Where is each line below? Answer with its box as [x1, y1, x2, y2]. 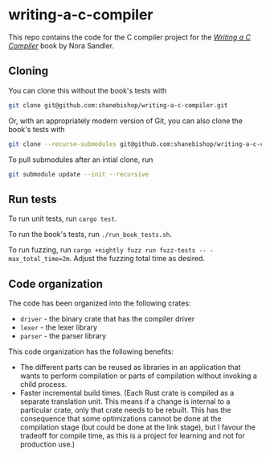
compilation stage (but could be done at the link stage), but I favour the [19, 422, 256, 432]
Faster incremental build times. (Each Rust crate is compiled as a [19, 388, 235, 397]
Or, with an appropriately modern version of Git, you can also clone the [8, 115, 243, 126]
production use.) [19, 439, 76, 449]
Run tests [8, 192, 57, 206]
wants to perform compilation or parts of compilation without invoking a [19, 371, 257, 380]
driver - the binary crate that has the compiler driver [19, 314, 195, 323]
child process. [19, 380, 67, 388]
